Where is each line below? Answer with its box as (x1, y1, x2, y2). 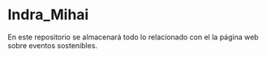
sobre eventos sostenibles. (7, 40, 98, 50)
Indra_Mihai (7, 6, 89, 24)
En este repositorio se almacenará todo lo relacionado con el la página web (7, 32, 259, 42)
